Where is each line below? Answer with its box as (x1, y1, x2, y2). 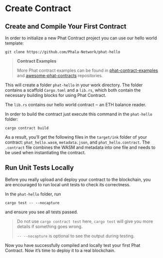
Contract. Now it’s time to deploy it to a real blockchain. (5, 247, 115, 253)
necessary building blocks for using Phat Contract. (5, 93, 107, 98)
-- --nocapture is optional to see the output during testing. (16, 233, 135, 239)
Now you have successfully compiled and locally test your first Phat (5, 242, 141, 248)
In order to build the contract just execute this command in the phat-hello (5, 111, 153, 117)
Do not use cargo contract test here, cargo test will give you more (16, 218, 153, 224)
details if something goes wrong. (16, 224, 83, 229)
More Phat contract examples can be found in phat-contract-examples (16, 67, 158, 73)
